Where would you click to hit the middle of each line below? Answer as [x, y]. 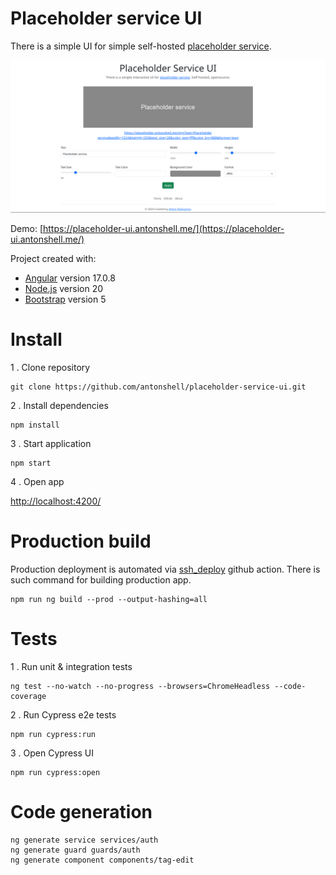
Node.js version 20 [64, 289]
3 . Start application [51, 443]
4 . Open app [37, 481]
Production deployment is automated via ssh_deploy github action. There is [165, 569]
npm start [31, 463]
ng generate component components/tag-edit [102, 860]
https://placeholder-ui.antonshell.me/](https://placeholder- [164, 229]
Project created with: [53, 259]
